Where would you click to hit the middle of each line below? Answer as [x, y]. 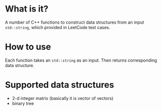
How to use [28, 47]
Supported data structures [60, 85]
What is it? [27, 9]
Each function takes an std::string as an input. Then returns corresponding [81, 60]
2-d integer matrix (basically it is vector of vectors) [63, 98]
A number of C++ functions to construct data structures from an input [74, 22]
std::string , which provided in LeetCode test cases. [58, 27]
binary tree [23, 103]
